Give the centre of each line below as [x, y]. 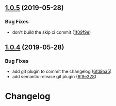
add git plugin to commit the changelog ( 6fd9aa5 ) [62, 71]
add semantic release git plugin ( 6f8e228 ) [54, 77]
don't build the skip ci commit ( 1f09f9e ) [51, 32]
